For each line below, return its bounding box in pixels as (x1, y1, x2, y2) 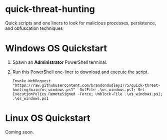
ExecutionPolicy (12, 91, 46, 97)
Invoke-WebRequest (12, 78, 51, 83)
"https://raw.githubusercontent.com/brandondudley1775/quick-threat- (12, 83, 161, 88)
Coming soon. (5, 129, 34, 135)
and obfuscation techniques (5, 25, 63, 31)
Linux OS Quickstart (5, 113, 90, 124)
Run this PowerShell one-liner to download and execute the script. (12, 69, 149, 75)
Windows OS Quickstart (5, 43, 107, 54)
